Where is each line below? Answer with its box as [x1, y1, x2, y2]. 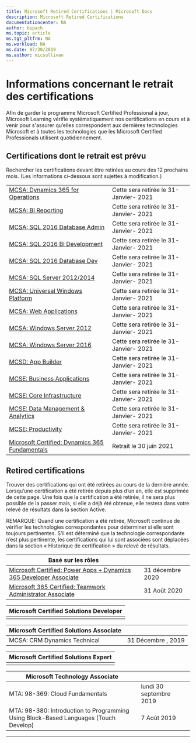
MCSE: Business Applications [9, 375, 90, 383]
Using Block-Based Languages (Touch [9, 714, 116, 722]
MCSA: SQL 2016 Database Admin [9, 223, 105, 231]
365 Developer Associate [9, 573, 79, 581]
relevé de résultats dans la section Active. [6, 506, 107, 513]
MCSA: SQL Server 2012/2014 [9, 273, 95, 282]
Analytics [9, 412, 35, 420]
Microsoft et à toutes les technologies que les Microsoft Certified [6, 128, 162, 135]
